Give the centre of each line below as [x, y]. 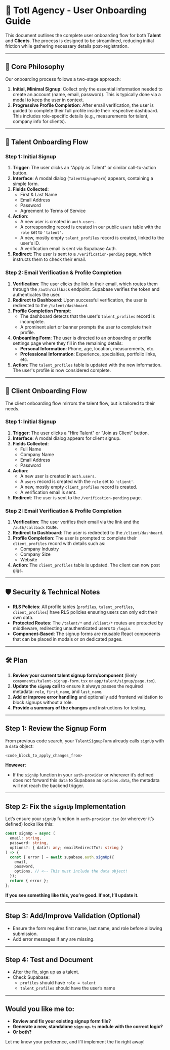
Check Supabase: [31, 977]
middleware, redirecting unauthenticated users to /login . [72, 628]
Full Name [31, 449]
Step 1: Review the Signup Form [56, 728]
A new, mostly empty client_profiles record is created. [79, 487]
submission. [25, 934]
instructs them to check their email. [49, 259]
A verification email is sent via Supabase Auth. [69, 249]
